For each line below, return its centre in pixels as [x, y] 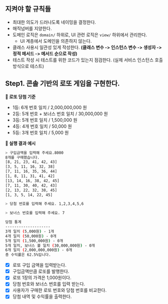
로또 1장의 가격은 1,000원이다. [42, 278]
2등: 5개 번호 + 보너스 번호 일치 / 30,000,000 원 [60, 113]
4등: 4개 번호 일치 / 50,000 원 [42, 126]
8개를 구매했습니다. [23, 158]
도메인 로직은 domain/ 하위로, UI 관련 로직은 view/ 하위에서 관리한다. [80, 35]
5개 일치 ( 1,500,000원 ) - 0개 [34, 241]
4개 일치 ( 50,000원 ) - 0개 [31, 236]
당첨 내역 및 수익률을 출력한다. [42, 296]
